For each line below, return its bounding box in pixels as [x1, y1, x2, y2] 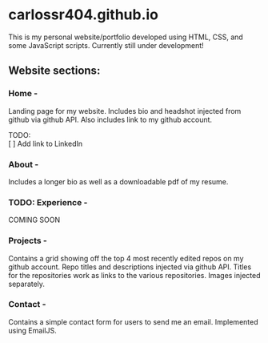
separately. [8, 279, 46, 289]
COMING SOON [8, 215, 61, 225]
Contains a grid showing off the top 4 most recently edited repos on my [8, 253, 244, 263]
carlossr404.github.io [8, 6, 158, 24]
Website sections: [8, 64, 101, 78]
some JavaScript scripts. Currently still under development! [8, 40, 204, 50]
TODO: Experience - [8, 196, 88, 208]
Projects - [8, 235, 48, 246]
